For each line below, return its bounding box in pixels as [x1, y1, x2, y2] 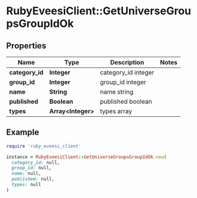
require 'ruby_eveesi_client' [6, 143, 82, 149]
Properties [6, 41, 47, 51]
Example [6, 127, 39, 138]
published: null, [11, 176, 55, 182]
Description [110, 58, 144, 66]
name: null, [11, 171, 42, 177]
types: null [11, 182, 42, 188]
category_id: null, [11, 159, 60, 165]
